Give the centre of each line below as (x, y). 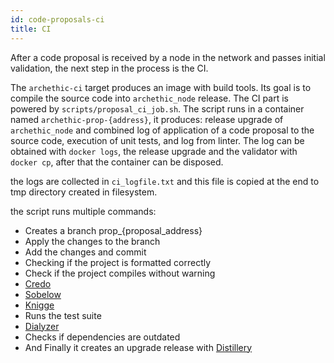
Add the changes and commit (85, 252)
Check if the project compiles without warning (120, 273)
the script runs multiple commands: (83, 211)
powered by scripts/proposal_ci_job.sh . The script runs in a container (157, 108)
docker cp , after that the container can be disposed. (117, 162)
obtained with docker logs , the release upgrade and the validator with (154, 151)
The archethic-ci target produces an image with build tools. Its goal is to (161, 87)
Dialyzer (42, 326)
